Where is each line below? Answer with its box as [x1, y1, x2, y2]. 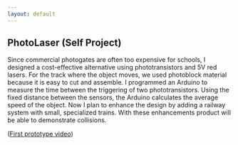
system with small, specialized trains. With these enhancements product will [7, 108, 232, 117]
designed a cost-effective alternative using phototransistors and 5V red [7, 63, 217, 72]
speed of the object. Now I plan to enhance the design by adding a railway [7, 101, 226, 109]
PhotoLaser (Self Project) [7, 37, 122, 49]
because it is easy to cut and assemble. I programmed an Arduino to [7, 78, 208, 87]
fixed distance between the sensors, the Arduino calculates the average [7, 93, 219, 102]
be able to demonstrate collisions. [7, 116, 107, 124]
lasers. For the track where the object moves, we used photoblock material [7, 70, 227, 79]
